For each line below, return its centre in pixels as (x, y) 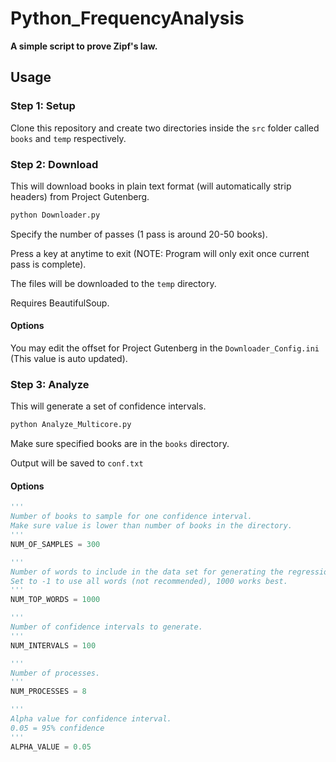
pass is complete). (48, 264)
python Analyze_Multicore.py (71, 425)
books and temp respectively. (68, 138)
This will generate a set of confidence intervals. (108, 406)
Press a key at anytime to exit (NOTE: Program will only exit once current (160, 253)
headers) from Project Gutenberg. (80, 196)
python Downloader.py (55, 215)
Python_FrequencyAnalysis (127, 18)
